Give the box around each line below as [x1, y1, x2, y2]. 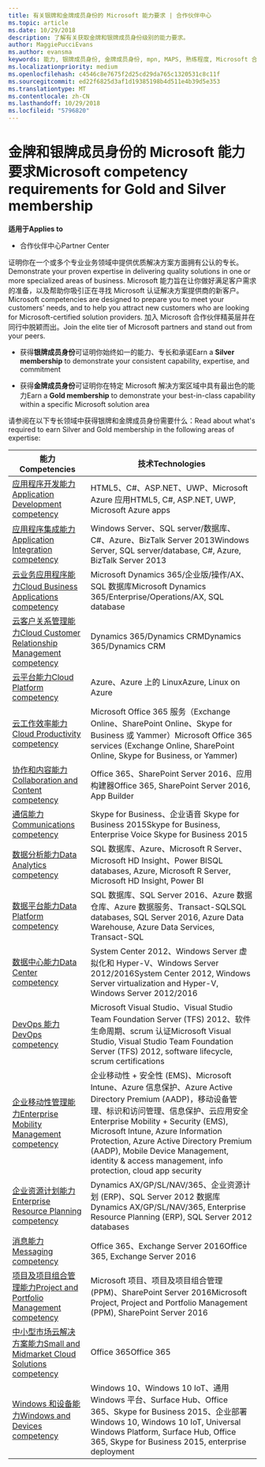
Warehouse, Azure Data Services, [90, 921, 215, 932]
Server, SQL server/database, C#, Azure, [90, 545, 242, 556]
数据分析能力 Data [12, 849, 77, 860]
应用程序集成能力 [12, 524, 77, 535]
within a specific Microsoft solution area [19, 399, 150, 409]
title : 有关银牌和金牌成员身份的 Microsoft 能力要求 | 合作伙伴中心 [8, 11, 211, 20]
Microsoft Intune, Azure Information [90, 1125, 222, 1137]
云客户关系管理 [12, 615, 69, 626]
